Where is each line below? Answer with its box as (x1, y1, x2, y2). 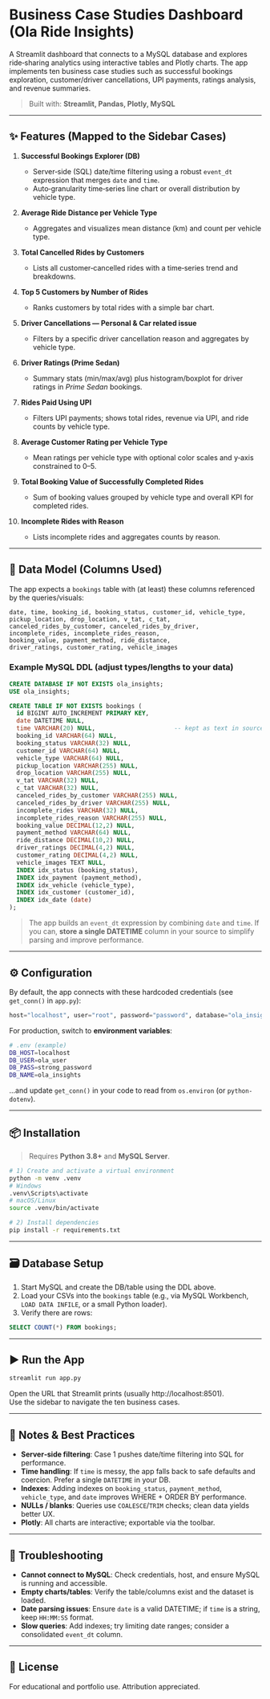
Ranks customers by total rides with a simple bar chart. (32, 303, 215, 312)
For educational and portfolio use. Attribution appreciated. (9, 1681, 201, 1691)
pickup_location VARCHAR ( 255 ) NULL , (16, 761, 139, 770)
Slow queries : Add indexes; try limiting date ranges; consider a (20, 1620, 229, 1631)
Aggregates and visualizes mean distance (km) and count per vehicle (32, 223, 262, 233)
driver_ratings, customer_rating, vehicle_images (9, 643, 179, 651)
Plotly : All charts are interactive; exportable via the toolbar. (20, 1518, 216, 1527)
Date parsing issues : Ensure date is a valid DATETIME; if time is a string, (20, 1603, 260, 1613)
